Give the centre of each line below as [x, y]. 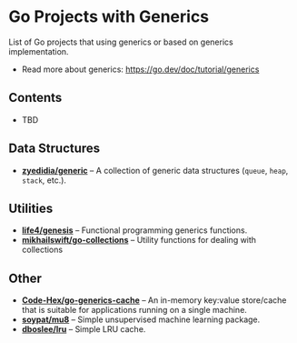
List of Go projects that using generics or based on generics [121, 42]
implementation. [39, 51]
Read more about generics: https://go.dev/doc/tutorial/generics [140, 69]
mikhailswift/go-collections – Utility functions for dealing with [139, 240]
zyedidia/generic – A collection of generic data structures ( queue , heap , [155, 170]
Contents [35, 98]
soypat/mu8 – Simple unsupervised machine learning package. [141, 319]
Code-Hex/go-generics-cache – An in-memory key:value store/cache [154, 300]
